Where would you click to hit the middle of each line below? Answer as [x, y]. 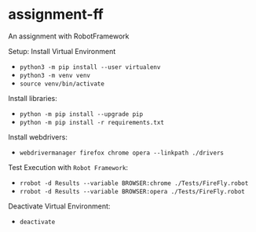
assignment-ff [56, 14]
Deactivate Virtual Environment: [59, 206]
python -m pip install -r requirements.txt [92, 122]
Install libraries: [33, 98]
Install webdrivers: [38, 137]
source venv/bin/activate [62, 84]
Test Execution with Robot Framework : [68, 167]
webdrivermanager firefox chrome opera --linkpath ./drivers [122, 153]
